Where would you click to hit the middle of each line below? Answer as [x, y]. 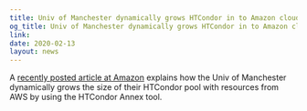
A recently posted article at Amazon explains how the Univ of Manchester [148, 77]
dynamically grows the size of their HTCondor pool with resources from [144, 87]
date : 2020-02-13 [42, 43]
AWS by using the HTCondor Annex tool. [86, 97]
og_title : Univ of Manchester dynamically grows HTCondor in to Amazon [148, 26]
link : [20, 35]
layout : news [34, 52]
